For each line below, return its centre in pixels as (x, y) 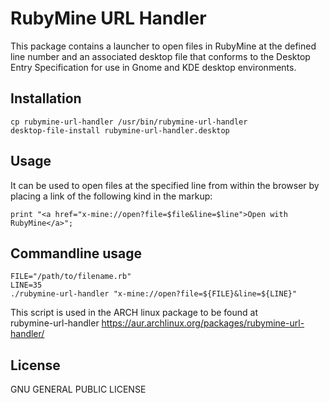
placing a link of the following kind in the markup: (111, 196)
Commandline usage (76, 253)
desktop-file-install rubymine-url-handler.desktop (120, 130)
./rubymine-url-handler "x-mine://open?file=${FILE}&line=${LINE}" (154, 294)
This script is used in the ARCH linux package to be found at (134, 313)
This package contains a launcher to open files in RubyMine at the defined (163, 46)
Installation (46, 98)
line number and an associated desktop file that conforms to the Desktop (160, 56)
